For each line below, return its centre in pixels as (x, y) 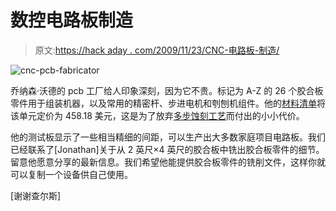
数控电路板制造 (72, 20)
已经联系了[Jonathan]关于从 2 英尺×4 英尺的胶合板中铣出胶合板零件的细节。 (167, 149)
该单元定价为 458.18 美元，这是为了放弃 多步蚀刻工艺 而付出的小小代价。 (157, 115)
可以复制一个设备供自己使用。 (71, 174)
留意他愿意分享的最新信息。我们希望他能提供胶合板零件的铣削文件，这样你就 (168, 162)
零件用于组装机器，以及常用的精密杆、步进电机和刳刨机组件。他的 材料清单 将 (168, 103)
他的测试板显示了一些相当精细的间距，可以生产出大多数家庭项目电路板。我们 (168, 137)
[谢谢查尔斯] (36, 195)
